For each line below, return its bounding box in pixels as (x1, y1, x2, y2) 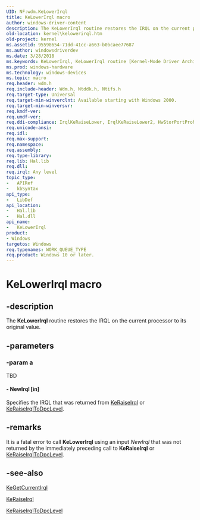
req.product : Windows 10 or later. (6, 252, 95, 258)
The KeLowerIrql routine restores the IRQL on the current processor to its (6, 317, 186, 324)
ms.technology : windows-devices (6, 70, 86, 76)
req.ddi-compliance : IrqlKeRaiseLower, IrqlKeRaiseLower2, (6, 120, 156, 126)
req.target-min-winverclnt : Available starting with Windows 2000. (6, 97, 177, 103)
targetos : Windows (6, 241, 52, 247)
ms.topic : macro (6, 75, 46, 81)
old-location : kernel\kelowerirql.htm (6, 31, 102, 37)
